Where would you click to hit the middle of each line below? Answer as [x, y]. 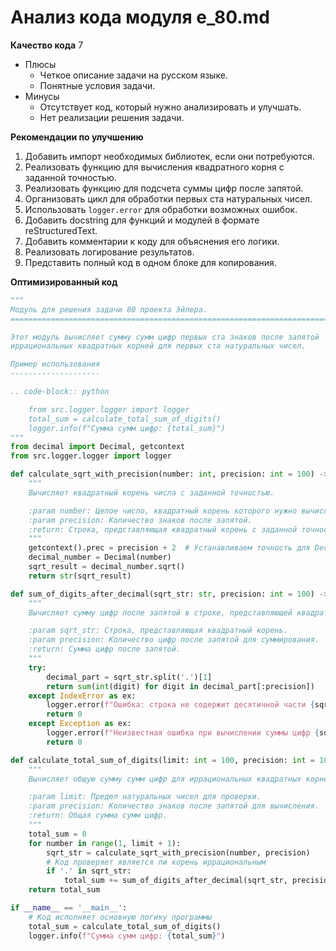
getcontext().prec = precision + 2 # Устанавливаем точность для [169, 548]
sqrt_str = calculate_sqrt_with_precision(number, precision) [178, 852]
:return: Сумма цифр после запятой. [105, 649]
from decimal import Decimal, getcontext [98, 447]
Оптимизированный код [64, 282]
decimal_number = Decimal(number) [100, 557]
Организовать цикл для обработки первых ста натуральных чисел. [168, 198]
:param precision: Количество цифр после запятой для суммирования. [174, 640]
